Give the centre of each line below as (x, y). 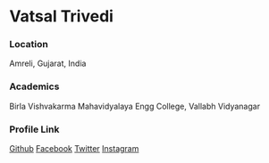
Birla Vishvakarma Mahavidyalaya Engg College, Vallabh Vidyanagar (135, 106)
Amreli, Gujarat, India (48, 63)
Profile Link (34, 129)
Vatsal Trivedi (62, 16)
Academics (34, 86)
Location (29, 45)
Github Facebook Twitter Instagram (74, 149)
